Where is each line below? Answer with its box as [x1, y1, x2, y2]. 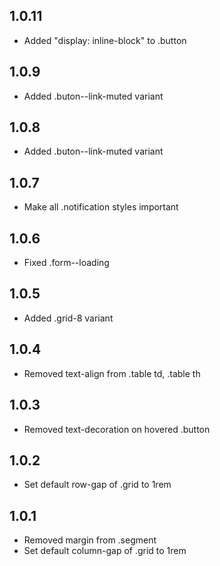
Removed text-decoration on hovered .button [23, 423, 211, 435]
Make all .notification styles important [23, 201, 179, 213]
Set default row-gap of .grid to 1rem [23, 479, 172, 491]
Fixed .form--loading [23, 257, 110, 269]
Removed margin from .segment [23, 534, 157, 546]
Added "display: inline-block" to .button [23, 34, 187, 46]
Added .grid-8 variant [23, 312, 114, 324]
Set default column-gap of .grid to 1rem [23, 545, 187, 557]
